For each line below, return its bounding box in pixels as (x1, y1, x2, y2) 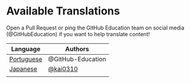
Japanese (9, 64, 37, 73)
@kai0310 (48, 64, 78, 73)
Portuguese (9, 55, 43, 63)
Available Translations (6, 4, 121, 18)
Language (11, 45, 41, 53)
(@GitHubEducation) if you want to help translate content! (6, 30, 150, 37)
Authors (65, 45, 89, 53)
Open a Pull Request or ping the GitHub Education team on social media (6, 24, 185, 31)
